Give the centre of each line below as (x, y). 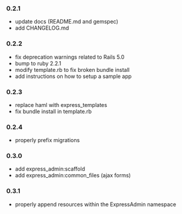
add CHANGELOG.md (42, 28)
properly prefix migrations (47, 140)
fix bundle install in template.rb (53, 111)
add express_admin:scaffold (50, 169)
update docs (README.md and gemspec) (67, 22)
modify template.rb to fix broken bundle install (72, 70)
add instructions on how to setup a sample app (73, 76)
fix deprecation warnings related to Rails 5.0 (70, 57)
